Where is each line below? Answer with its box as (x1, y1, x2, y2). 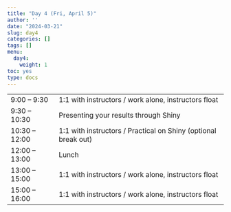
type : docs (7, 74, 38, 81)
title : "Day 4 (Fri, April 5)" (7, 10, 97, 17)
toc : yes (7, 67, 32, 74)
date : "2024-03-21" (7, 23, 63, 30)
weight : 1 (19, 61, 48, 68)
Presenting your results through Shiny (58, 111, 181, 120)
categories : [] (7, 36, 51, 43)
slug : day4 (7, 29, 38, 36)
